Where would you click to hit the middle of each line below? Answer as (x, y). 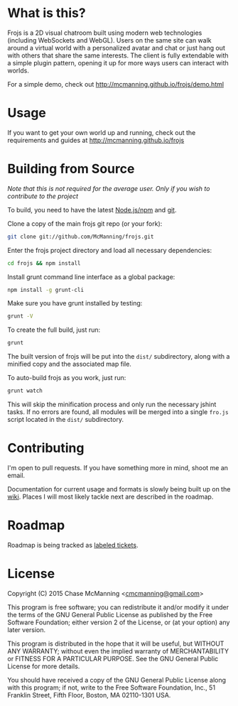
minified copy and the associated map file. (69, 364)
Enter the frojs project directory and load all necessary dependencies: (109, 250)
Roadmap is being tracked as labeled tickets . (73, 545)
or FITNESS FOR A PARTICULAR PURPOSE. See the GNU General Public (113, 658)
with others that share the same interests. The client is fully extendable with (118, 55)
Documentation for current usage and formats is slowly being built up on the (119, 489)
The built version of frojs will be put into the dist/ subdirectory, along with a (119, 357)
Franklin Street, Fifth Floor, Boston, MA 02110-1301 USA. (89, 695)
